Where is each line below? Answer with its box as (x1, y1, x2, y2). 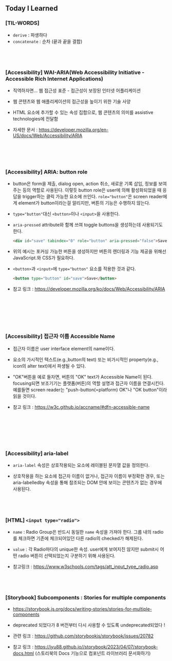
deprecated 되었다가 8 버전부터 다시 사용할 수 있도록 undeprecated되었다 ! (12, 621, 165, 628)
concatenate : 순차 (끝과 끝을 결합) (12, 38, 83, 44)
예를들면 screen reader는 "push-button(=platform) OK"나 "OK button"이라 (12, 386, 167, 392)
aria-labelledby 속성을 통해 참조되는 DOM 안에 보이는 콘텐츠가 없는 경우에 (12, 480, 162, 486)
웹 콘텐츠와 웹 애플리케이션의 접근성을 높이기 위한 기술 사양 (12, 99, 131, 105)
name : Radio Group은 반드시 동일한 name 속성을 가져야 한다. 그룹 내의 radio (12, 528, 164, 535)
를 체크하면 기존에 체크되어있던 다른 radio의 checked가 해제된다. (12, 535, 143, 541)
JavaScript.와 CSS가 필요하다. (12, 254, 75, 261)
